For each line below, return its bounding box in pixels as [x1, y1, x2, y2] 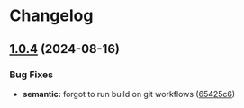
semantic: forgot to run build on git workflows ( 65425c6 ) [22, 88, 236, 99]
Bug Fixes [9, 68, 54, 81]
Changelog [9, 5, 94, 26]
